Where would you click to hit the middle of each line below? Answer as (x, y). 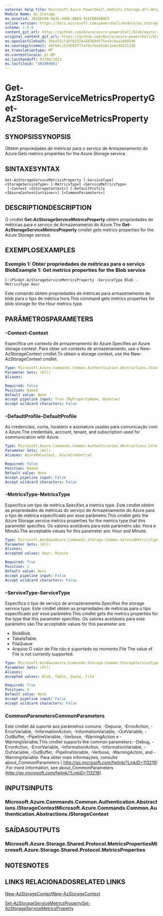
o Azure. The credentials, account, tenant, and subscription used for (73, 432)
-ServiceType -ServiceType (38, 593)
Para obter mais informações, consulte (79, 757)
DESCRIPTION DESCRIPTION (49, 208)
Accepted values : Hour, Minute (37, 553)
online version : (21, 23)
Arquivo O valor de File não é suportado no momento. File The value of (82, 649)
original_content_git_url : (32, 37)
